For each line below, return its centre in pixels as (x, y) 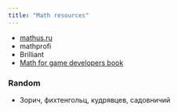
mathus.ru (36, 38)
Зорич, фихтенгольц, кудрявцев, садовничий (95, 99)
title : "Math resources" (49, 15)
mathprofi (35, 46)
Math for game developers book (71, 63)
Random (24, 83)
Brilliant (32, 54)
